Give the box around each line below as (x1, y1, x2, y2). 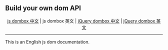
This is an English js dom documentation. (5, 38, 90, 44)
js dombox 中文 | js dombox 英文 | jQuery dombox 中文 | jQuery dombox (7, 17, 155, 24)
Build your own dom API (5, 4, 81, 12)
